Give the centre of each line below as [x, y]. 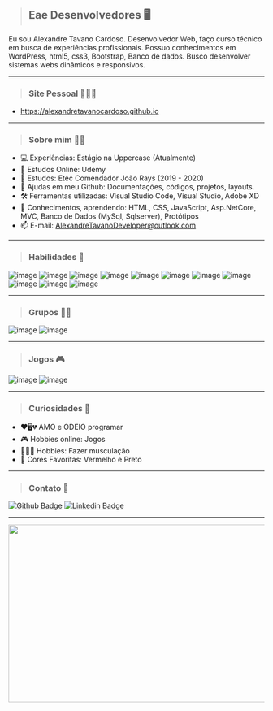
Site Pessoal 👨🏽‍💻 [63, 93]
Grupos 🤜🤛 [50, 312]
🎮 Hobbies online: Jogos [63, 439]
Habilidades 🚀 [56, 258]
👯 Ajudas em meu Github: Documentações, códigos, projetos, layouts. [137, 187]
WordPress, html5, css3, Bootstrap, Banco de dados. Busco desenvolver [130, 56]
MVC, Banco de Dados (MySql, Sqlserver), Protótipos [109, 216]
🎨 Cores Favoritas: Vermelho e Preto [81, 459]
